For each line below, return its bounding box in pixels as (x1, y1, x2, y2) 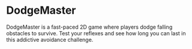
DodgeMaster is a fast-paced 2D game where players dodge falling (6, 23, 173, 30)
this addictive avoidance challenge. (6, 36, 94, 43)
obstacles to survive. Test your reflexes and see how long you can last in (6, 29, 186, 36)
